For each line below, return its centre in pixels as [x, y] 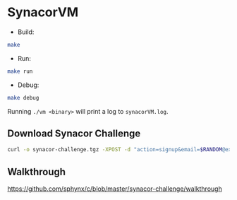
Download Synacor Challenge [74, 133]
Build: [26, 32]
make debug [23, 98]
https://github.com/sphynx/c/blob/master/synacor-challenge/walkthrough [115, 189]
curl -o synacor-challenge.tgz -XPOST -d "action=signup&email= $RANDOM [115, 150]
